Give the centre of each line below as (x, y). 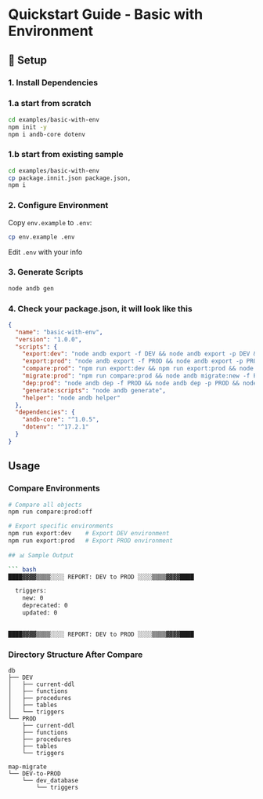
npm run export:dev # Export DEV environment (89, 534)
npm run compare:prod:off (50, 512)
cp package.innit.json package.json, (70, 178)
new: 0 (33, 598)
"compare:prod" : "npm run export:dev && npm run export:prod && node (138, 369)
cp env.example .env (42, 237)
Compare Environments (54, 488)
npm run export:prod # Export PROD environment (91, 541)
